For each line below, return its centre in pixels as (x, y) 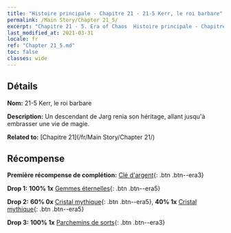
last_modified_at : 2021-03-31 (51, 33)
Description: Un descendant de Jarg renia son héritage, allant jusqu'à (106, 116)
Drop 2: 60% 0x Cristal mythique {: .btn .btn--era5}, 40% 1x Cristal (102, 202)
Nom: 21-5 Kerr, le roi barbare (49, 103)
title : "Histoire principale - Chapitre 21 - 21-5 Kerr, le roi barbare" (115, 13)
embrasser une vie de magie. (48, 123)
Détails (22, 87)
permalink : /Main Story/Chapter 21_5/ (63, 20)
